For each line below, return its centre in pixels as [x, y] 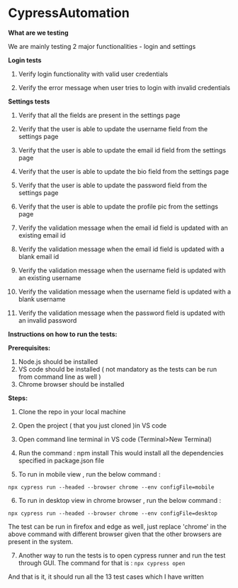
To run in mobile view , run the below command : [90, 474]
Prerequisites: [29, 348]
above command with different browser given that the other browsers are [115, 534]
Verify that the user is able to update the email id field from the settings [122, 150]
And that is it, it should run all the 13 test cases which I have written [106, 577]
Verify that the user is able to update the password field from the [113, 185]
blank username [42, 299]
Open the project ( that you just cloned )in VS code [92, 425]
